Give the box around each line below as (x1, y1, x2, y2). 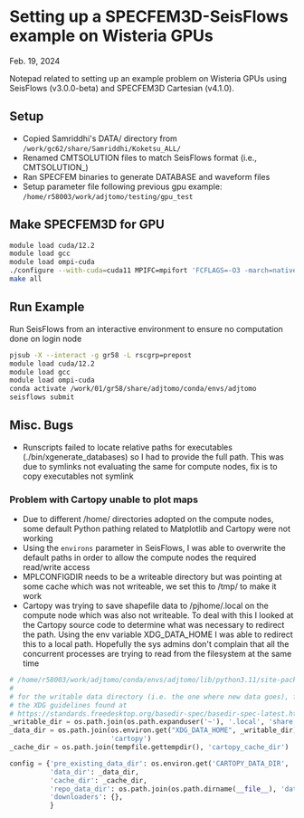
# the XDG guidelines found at (9, 700, 128, 709)
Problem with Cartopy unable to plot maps (9, 493, 199, 506)
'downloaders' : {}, (49, 793, 124, 802)
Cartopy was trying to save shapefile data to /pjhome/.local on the (22, 600, 269, 612)
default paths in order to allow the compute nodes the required (22, 552, 257, 563)
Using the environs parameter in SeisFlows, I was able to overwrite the (22, 543, 287, 554)
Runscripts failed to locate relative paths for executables (22, 442, 233, 452)
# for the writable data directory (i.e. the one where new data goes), (9, 692, 290, 701)
